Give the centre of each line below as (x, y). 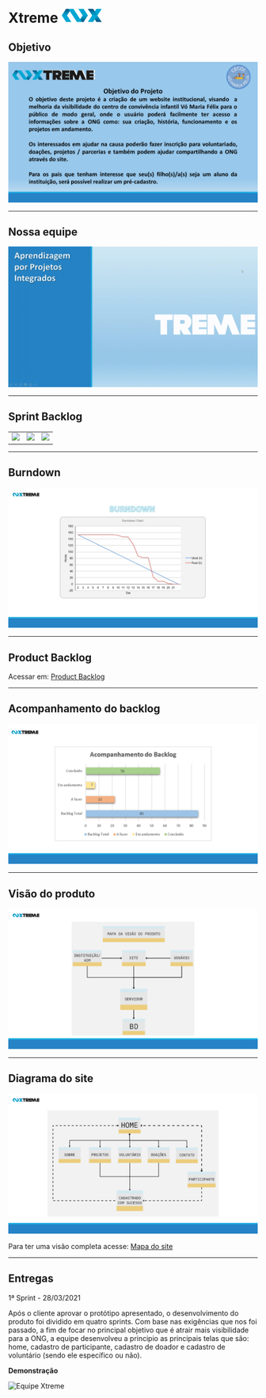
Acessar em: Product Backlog (57, 676)
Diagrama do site (51, 1078)
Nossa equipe (43, 232)
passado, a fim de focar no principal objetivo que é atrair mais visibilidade (129, 1330)
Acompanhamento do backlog (84, 709)
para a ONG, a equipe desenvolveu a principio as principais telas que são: (129, 1338)
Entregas (31, 1279)
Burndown (34, 472)
